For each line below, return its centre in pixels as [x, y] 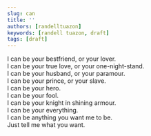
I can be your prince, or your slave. [57, 81]
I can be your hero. [34, 88]
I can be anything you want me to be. [60, 117]
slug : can [21, 13]
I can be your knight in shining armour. [62, 103]
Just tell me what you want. [46, 125]
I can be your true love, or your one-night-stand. [76, 66]
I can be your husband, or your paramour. [66, 74]
